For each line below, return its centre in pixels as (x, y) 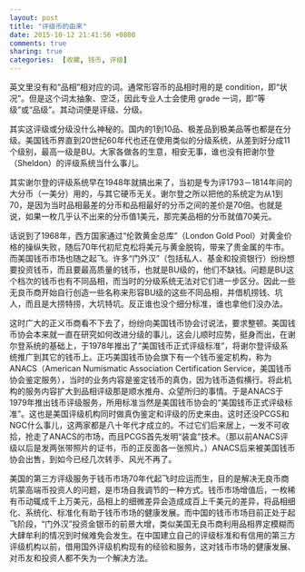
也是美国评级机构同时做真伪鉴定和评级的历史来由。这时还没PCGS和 (163, 414)
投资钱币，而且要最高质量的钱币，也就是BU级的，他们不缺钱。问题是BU (152, 270)
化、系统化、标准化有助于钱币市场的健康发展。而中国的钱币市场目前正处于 (148, 513)
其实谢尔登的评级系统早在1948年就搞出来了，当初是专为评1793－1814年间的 (151, 182)
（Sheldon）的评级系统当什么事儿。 (77, 163)
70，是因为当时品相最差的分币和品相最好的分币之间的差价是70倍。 (134, 205)
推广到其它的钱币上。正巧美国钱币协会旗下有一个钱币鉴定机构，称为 (144, 357)
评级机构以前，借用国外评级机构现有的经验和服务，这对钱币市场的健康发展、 (152, 547)
